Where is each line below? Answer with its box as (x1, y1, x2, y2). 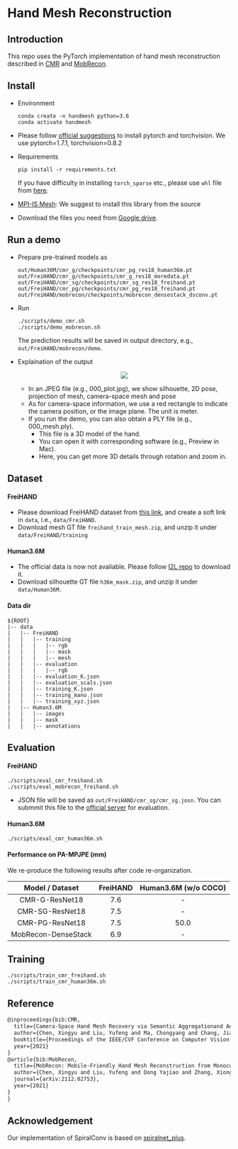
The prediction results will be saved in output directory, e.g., (17, 336, 193, 344)
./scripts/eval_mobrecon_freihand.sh (7, 783, 119, 791)
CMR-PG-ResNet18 (16, 917, 86, 927)
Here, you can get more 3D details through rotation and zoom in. (38, 452, 227, 460)
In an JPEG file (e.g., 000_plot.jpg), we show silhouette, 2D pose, (28, 384, 218, 392)
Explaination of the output (17, 357, 93, 366)
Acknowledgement (7, 1115, 93, 1127)
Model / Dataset (23, 883, 79, 893)
